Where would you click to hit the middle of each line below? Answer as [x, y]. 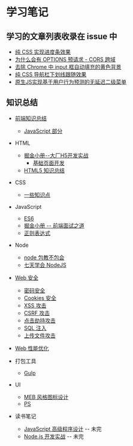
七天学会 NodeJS [45, 265]
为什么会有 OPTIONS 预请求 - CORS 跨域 [65, 59]
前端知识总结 [31, 118]
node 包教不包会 [44, 257]
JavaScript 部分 [43, 131]
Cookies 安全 [40, 298]
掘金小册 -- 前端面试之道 [54, 225]
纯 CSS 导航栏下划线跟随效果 [51, 74]
